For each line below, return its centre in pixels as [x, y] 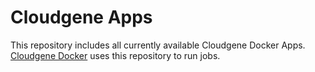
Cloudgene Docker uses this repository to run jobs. [115, 55]
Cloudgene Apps [81, 17]
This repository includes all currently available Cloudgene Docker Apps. [158, 45]
